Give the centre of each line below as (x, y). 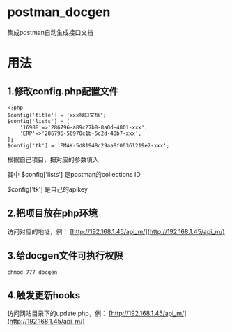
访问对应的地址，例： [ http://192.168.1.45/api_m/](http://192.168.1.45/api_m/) (116, 231)
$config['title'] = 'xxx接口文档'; (57, 115)
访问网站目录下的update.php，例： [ (59, 313)
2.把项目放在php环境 (52, 214)
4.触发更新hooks (44, 295)
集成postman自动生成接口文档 (51, 32)
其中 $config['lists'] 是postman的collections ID (74, 174)
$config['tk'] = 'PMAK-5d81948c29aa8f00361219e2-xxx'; (88, 145)
